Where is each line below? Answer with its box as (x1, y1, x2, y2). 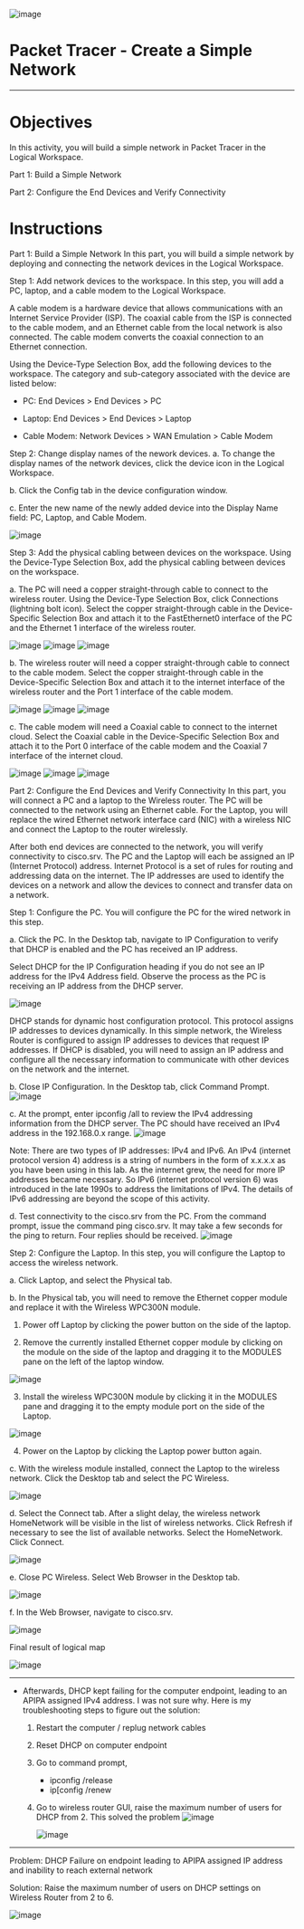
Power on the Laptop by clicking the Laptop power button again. (22, 1445, 262, 1456)
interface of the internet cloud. (9, 750, 124, 760)
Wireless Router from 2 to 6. (9, 1892, 115, 1903)
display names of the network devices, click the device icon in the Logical (9, 457, 285, 468)
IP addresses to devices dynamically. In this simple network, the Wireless (9, 1025, 282, 1036)
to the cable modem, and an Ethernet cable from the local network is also (9, 321, 283, 332)
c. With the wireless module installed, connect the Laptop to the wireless (9, 1463, 280, 1474)
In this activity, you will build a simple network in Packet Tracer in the (9, 141, 267, 153)
